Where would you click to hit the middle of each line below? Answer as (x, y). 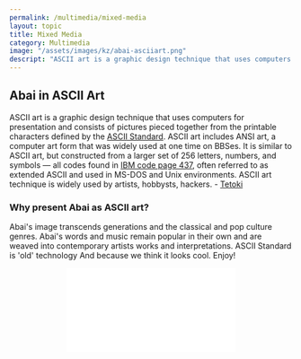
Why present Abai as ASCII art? (80, 207)
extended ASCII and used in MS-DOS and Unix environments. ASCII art (141, 174)
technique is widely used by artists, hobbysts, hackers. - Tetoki (126, 184)
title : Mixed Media (46, 34)
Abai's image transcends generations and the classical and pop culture (141, 227)
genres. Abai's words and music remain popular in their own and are (136, 236)
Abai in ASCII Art (57, 96)
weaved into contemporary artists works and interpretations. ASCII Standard (150, 246)
